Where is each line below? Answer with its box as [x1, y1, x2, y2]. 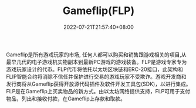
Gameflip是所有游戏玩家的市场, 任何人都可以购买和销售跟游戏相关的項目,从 [6, 51, 187, 58]
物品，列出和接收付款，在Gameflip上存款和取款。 [6, 95, 126, 102]
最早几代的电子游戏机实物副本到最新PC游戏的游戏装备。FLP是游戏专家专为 [6, 58, 187, 65]
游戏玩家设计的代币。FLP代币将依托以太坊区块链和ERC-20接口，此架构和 [6, 66, 184, 73]
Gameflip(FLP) [62, 4, 135, 18]
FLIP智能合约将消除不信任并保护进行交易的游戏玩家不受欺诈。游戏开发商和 [6, 73, 187, 80]
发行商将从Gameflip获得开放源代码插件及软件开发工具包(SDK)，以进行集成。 [6, 80, 191, 87]
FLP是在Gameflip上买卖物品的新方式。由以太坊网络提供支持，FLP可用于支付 [6, 87, 191, 95]
